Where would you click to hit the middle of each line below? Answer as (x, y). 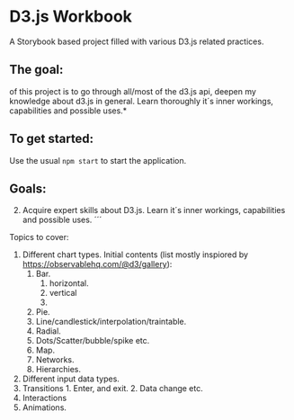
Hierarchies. (58, 370)
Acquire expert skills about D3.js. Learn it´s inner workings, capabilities (154, 210)
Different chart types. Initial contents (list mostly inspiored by (135, 255)
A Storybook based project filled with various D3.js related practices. (137, 41)
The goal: (36, 70)
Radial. (48, 331)
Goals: (28, 188)
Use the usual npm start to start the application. (98, 160)
